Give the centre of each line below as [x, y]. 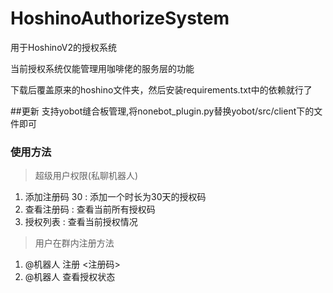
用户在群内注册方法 [74, 243]
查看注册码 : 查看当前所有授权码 [90, 209]
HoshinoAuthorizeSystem [120, 18]
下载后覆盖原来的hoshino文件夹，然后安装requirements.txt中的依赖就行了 [161, 89]
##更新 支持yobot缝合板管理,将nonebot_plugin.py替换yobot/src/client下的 [162, 111]
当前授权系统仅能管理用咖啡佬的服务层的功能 [102, 68]
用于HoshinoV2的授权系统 [64, 47]
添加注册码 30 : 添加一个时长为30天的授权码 [115, 197]
